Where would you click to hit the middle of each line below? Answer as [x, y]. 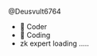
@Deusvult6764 [35, 11]
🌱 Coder [33, 26]
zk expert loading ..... [54, 43]
